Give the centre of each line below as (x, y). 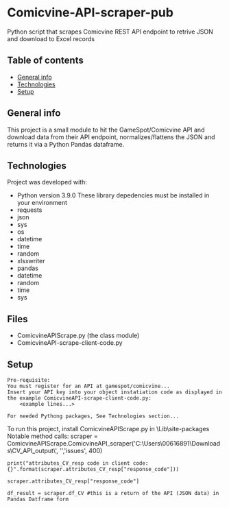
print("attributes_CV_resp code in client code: (78, 463)
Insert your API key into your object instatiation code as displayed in (115, 392)
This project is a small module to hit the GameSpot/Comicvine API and (106, 130)
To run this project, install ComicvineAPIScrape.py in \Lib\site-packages (108, 429)
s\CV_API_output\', (33, 451)
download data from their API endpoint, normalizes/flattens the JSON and (111, 137)
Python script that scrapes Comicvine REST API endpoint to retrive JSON (110, 32)
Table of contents (45, 61)
